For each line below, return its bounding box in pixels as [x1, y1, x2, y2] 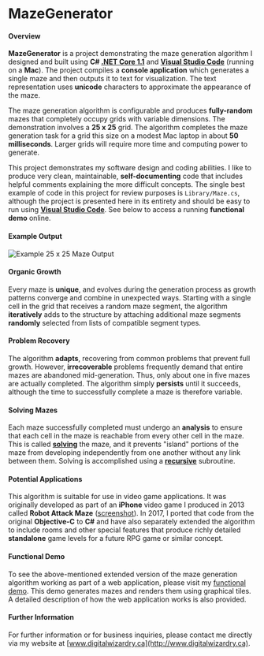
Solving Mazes [8, 405, 58, 415]
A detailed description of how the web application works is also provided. [8, 594, 247, 604]
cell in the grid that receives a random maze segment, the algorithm [8, 301, 229, 311]
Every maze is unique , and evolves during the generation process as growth [8, 285, 256, 294]
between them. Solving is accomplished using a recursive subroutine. [8, 457, 236, 466]
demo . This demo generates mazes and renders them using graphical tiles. [8, 586, 251, 595]
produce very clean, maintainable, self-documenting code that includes [8, 171, 243, 181]
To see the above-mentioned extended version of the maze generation [8, 569, 238, 579]
